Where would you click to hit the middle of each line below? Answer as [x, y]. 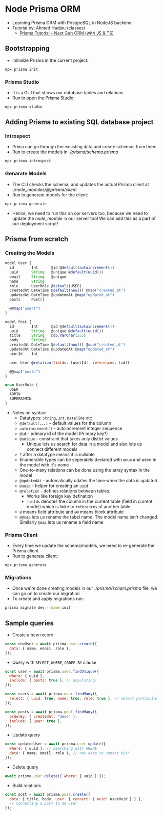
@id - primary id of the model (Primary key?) [64, 434]
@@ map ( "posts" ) [25, 372]
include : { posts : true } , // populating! [53, 680]
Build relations [27, 785]
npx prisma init [21, 69]
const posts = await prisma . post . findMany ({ [51, 712]
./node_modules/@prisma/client [44, 190]
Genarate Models [26, 174]
